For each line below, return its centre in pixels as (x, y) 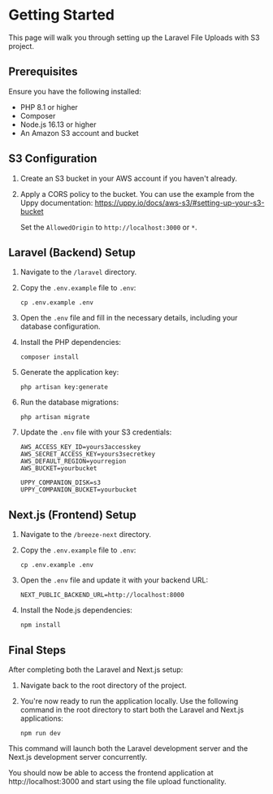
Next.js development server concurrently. (78, 757)
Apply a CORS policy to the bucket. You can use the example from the (137, 194)
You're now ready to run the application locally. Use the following (129, 701)
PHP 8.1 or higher (49, 107)
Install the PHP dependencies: (71, 342)
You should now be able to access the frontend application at (111, 773)
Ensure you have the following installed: (75, 91)
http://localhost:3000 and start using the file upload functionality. (117, 781)
